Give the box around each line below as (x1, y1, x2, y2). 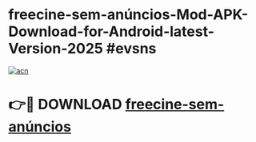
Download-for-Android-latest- (8, 22, 214, 41)
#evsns (106, 40, 157, 57)
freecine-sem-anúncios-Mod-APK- (8, 6, 249, 24)
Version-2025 (8, 40, 104, 57)
